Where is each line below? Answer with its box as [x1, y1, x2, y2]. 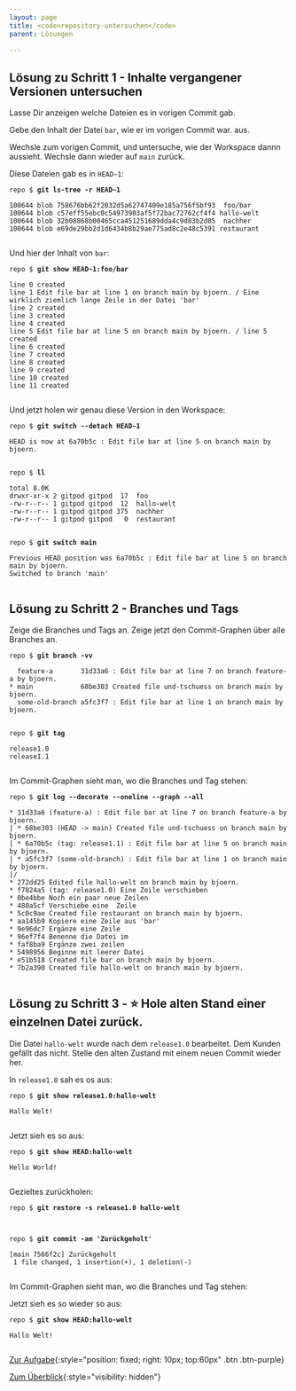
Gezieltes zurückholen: [9, 1186, 93, 1197]
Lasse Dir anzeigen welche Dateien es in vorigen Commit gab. [9, 107, 236, 118]
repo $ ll [9, 468, 46, 477]
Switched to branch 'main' [9, 570, 109, 578]
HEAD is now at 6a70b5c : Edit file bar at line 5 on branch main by [9, 437, 272, 446]
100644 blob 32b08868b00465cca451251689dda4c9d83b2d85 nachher [9, 216, 252, 226]
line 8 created [9, 358, 66, 367]
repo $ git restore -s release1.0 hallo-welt [9, 1203, 180, 1212]
